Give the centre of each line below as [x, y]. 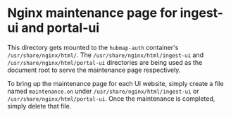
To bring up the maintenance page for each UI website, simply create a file [115, 83]
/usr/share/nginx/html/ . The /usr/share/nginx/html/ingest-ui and [106, 55]
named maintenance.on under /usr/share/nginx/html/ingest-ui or [103, 91]
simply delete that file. [39, 106]
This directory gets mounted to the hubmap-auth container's [93, 47]
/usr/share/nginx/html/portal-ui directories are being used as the [105, 62]
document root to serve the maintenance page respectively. [94, 70]
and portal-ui [60, 28]
